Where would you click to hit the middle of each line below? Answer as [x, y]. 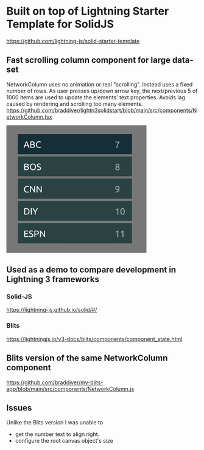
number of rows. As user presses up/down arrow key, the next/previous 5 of [102, 91]
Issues [19, 408]
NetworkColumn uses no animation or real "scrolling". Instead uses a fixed [100, 84]
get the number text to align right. [57, 434]
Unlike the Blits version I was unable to [55, 423]
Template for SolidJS [60, 24]
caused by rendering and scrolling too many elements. [75, 104]
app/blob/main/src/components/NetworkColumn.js [70, 388]
